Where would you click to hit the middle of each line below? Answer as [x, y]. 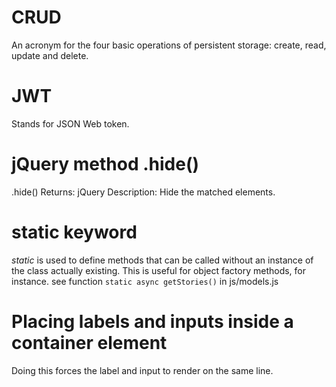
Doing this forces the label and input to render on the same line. [142, 370]
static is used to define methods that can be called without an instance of [162, 260]
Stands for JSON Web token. [70, 123]
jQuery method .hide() [105, 164]
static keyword [74, 232]
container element [89, 342]
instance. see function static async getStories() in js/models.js [145, 281]
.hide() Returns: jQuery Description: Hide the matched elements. [143, 192]
